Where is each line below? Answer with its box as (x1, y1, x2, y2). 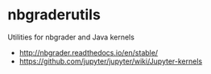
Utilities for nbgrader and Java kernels (7, 32, 134, 42)
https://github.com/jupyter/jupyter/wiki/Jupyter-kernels (19, 56, 203, 66)
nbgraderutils (7, 6, 101, 24)
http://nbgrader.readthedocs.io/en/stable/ (19, 47, 159, 57)
